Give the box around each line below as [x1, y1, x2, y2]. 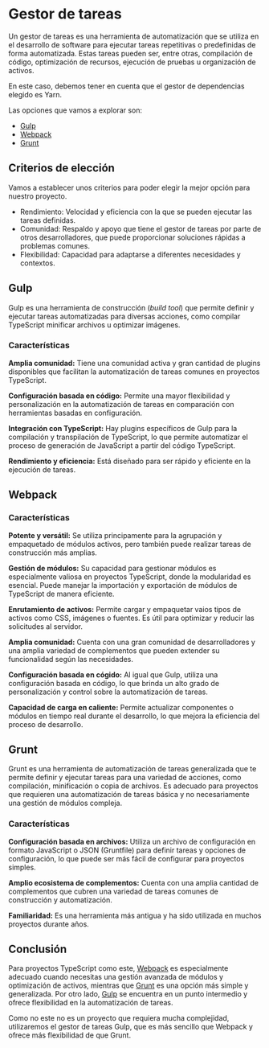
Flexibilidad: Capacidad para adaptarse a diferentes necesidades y [19, 249, 241, 259]
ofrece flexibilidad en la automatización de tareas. [8, 998, 174, 1008]
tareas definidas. [19, 215, 76, 225]
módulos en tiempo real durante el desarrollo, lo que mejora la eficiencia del [8, 711, 260, 721]
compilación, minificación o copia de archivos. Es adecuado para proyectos [8, 781, 259, 791]
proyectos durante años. [8, 919, 90, 929]
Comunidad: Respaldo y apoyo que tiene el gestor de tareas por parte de [19, 224, 262, 233]
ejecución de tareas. [8, 464, 76, 475]
